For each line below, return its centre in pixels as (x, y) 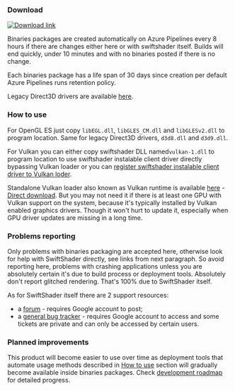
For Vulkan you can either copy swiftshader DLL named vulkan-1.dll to (111, 151)
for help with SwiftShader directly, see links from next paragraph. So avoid (116, 259)
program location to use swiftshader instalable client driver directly (105, 159)
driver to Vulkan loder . (40, 174)
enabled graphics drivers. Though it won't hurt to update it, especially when (118, 210)
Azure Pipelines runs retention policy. (62, 83)
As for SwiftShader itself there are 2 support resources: (88, 295)
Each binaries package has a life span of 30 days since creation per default (117, 75)
